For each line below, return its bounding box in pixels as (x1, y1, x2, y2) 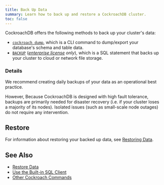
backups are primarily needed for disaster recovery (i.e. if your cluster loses (5, 99, 160, 105)
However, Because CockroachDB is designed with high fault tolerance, (5, 93, 149, 99)
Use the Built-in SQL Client (12, 169, 66, 175)
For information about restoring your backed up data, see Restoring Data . (5, 137, 154, 143)
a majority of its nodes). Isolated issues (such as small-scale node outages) (5, 104, 159, 110)
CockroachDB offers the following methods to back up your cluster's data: (5, 30, 156, 36)
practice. (5, 84, 23, 90)
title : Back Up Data (5, 7, 48, 12)
